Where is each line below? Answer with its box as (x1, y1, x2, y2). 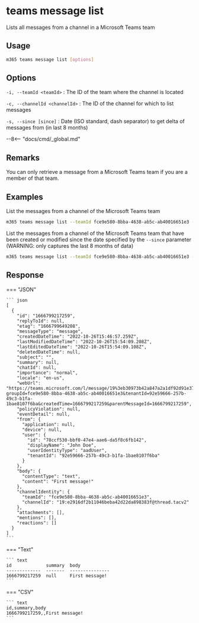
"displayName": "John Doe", (27, 442, 97, 448)
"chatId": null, (17, 364, 57, 370)
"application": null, (21, 421, 76, 427)
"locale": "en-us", (17, 375, 65, 381)
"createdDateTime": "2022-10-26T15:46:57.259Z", (17, 333, 139, 340)
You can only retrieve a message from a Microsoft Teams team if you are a (6, 169, 188, 176)
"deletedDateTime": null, (17, 349, 81, 355)
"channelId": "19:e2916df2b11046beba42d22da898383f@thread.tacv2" (21, 499, 190, 505)
